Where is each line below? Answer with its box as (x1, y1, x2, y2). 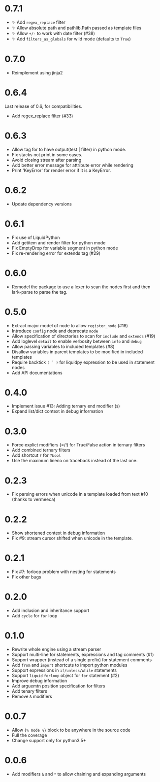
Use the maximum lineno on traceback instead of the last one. (11, 458, 138, 464)
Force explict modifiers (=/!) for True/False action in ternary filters (11, 442, 145, 448)
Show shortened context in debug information (11, 530, 105, 536)
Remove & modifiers (11, 693, 52, 700)
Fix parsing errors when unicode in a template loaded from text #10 (11, 491, 148, 497)
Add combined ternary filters (11, 447, 71, 453)
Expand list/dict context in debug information (11, 408, 103, 414)
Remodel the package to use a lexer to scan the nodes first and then (11, 284, 151, 290)
